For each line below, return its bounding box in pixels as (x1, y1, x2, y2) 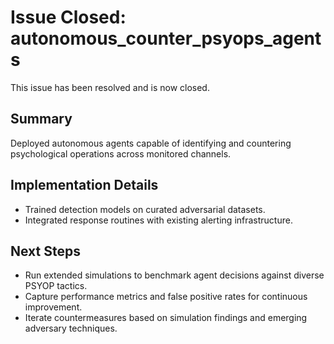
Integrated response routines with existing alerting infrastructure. (24, 214, 293, 226)
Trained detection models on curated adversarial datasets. (24, 203, 266, 215)
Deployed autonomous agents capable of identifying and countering (10, 137, 292, 149)
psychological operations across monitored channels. (10, 147, 232, 160)
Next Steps (10, 242, 81, 260)
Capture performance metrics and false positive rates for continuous (24, 291, 308, 303)
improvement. (24, 301, 83, 313)
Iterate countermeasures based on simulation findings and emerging (24, 312, 308, 324)
